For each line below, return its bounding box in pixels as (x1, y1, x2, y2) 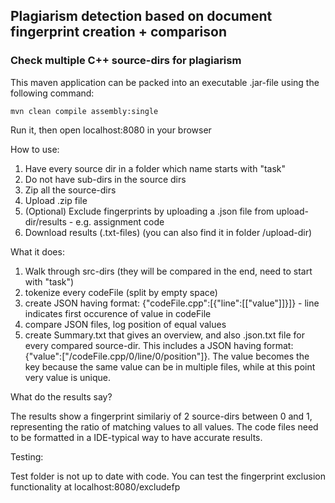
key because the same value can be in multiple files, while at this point (24, 360, 316, 373)
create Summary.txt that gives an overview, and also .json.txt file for (24, 329, 305, 341)
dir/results (24, 215, 67, 228)
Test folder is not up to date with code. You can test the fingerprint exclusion (10, 470, 326, 482)
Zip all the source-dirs (24, 184, 117, 196)
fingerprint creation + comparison (10, 24, 228, 41)
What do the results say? (10, 390, 113, 403)
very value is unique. (24, 371, 111, 383)
